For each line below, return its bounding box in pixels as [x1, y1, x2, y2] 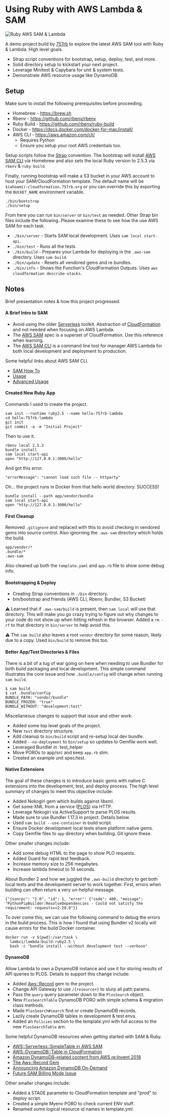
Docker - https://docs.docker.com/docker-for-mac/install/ [12, 126, 133, 132]
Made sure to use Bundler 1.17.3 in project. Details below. [12, 814, 130, 820]
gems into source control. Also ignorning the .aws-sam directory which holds [5, 530, 163, 536]
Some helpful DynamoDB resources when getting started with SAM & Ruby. [5, 1033, 162, 1040]
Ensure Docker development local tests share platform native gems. [12, 825, 154, 831]
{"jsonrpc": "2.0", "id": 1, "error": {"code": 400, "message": [5, 896, 143, 901]
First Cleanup [5, 513, 34, 519]
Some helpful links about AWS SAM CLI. [5, 358, 89, 364]
